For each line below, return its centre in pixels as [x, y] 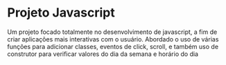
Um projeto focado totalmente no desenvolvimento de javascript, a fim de [112, 32]
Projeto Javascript [61, 13]
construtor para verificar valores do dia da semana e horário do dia [103, 54]
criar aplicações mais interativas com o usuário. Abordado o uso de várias [113, 39]
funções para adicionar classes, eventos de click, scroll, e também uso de [113, 46]
